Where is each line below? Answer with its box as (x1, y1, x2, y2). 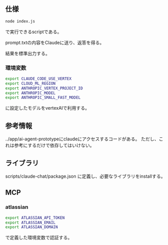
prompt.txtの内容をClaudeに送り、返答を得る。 (5, 39, 104, 45)
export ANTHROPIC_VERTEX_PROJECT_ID (5, 86, 83, 91)
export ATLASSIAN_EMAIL (5, 220, 56, 225)
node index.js (5, 18, 36, 24)
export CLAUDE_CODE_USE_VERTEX (5, 76, 72, 81)
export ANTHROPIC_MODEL (5, 90, 56, 95)
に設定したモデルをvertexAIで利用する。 (5, 105, 90, 111)
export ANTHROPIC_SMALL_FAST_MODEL (5, 95, 81, 101)
